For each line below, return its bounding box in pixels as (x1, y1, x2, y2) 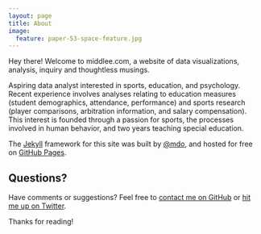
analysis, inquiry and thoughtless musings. (8, 65, 151, 75)
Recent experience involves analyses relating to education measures (8, 90, 236, 99)
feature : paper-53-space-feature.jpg (15, 34, 143, 43)
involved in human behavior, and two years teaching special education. (8, 123, 244, 133)
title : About (8, 19, 52, 27)
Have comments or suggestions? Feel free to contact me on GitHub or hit (8, 193, 251, 203)
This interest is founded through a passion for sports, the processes (8, 115, 234, 125)
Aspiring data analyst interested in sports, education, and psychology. (8, 81, 241, 90)
